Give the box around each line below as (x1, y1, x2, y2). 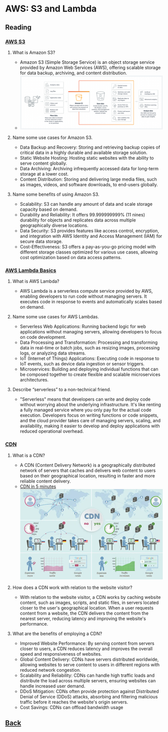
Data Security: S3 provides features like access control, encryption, (19, 227, 159, 233)
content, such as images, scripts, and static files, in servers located (19, 599, 159, 605)
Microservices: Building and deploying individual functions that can (19, 366, 158, 372)
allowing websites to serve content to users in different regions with (19, 661, 160, 668)
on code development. (19, 334, 66, 340)
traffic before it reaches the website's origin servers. (19, 699, 128, 705)
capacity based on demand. (19, 206, 78, 212)
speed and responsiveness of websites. (19, 651, 102, 657)
